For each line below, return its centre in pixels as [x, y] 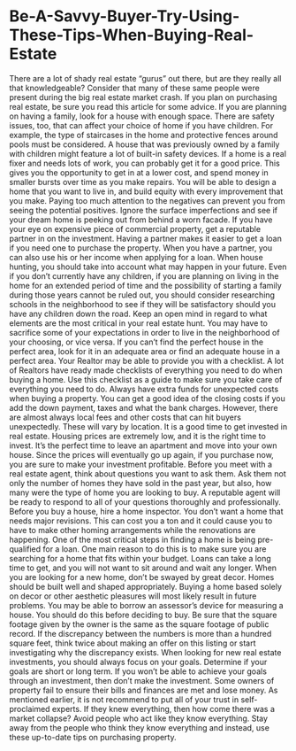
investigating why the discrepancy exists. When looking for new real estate [145, 652]
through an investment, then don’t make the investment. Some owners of [142, 680]
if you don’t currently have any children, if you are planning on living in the [144, 275]
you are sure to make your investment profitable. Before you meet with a [140, 464]
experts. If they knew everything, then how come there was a [163, 708]
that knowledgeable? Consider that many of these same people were [135, 88]
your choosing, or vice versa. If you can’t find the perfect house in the [136, 342]
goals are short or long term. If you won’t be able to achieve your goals [138, 671]
